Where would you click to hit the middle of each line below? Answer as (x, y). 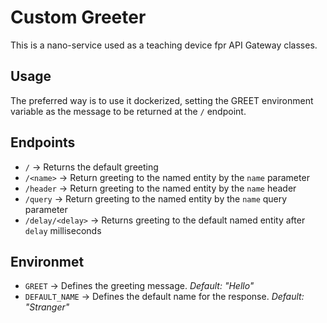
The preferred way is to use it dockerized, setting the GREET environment (162, 100)
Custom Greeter (78, 17)
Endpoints (43, 142)
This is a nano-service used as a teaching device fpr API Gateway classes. (164, 45)
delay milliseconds (63, 230)
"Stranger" (47, 307)
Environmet (47, 261)
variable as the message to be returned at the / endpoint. (128, 111)
